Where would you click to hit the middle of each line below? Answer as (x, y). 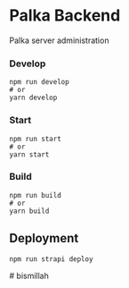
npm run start (36, 139)
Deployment (44, 238)
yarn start (29, 154)
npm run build (36, 195)
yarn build (29, 211)
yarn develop (33, 98)
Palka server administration (59, 40)
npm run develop (39, 82)
